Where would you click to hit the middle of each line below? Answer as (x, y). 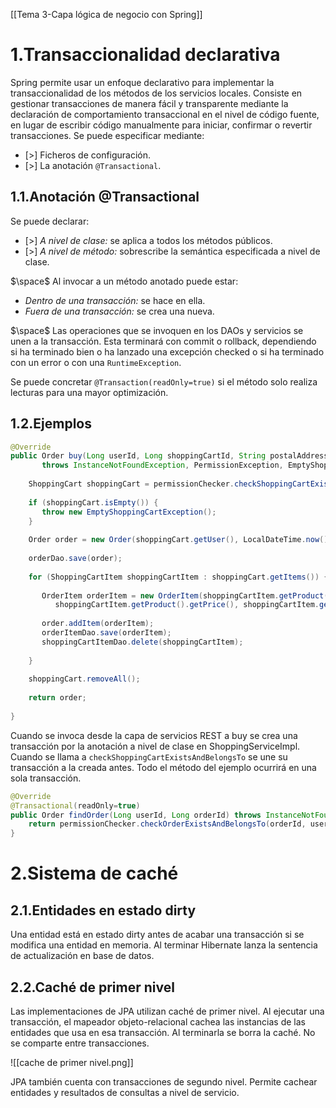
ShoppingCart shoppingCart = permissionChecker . (131, 484)
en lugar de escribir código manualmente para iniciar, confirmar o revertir (161, 125)
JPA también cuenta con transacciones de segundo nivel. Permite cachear (164, 1082)
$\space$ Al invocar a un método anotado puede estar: (124, 281)
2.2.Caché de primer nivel (92, 987)
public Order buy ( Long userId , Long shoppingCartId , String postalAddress (169, 456)
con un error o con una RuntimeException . (96, 362)
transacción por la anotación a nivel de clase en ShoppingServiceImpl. (155, 746)
